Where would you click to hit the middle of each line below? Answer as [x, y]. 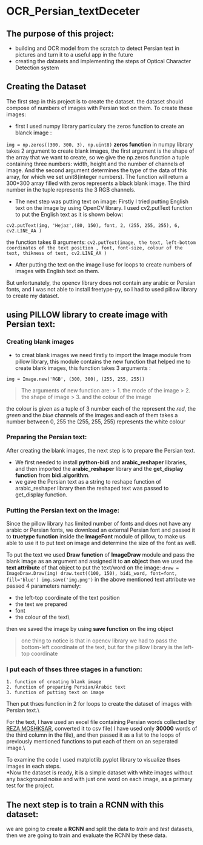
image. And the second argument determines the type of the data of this [97, 170]
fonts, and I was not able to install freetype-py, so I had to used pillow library [102, 289]
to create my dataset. [33, 296]
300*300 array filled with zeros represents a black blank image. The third [98, 183]
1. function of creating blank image [54, 682]
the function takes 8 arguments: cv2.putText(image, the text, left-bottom [101, 242]
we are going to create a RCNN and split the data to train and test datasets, [100, 829]
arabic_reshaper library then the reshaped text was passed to [92, 488]
